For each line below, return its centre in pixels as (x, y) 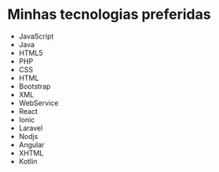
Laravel (31, 128)
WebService (38, 103)
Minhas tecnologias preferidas (109, 15)
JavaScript (36, 36)
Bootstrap (35, 86)
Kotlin (28, 161)
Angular (31, 145)
